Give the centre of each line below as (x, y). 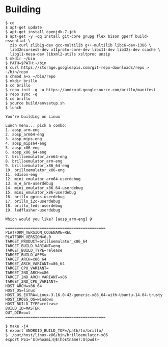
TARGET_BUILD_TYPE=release (34, 250)
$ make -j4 (17, 326)
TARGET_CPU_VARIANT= (27, 268)
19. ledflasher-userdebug (33, 210)
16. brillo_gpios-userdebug (35, 197)
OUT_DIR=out (18, 313)
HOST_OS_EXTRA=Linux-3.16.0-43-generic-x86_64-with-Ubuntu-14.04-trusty (84, 295)
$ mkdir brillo (21, 81)
